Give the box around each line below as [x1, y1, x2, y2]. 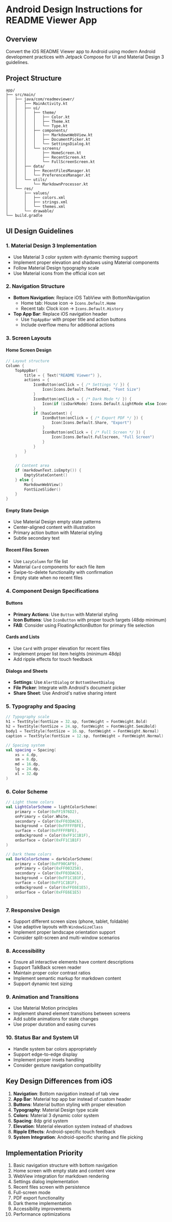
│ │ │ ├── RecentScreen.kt [6, 154, 86, 160]
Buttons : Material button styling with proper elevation [13, 1101, 126, 1107]
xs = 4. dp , [15, 752, 38, 758]
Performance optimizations [13, 1211, 70, 1217]
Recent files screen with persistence [13, 1184, 90, 1190]
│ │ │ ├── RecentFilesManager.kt [6, 168, 91, 173]
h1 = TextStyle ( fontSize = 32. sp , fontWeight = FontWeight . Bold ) [6, 719, 148, 724]
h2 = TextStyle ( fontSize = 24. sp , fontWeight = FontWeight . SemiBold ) [6, 724, 157, 729]
